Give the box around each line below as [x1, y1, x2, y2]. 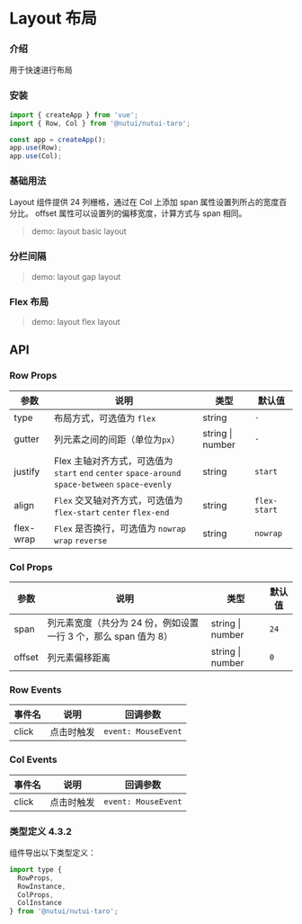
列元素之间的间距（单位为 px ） [53, 433, 181, 445]
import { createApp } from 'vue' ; [9, 110, 139, 120]
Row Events [9, 683, 62, 695]
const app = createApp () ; [9, 135, 106, 144]
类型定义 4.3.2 [9, 825, 72, 838]
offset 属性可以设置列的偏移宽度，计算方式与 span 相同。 [34, 208, 247, 219]
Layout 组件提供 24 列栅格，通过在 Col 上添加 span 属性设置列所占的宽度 [9, 197, 280, 208]
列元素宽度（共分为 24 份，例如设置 [47, 617, 200, 630]
